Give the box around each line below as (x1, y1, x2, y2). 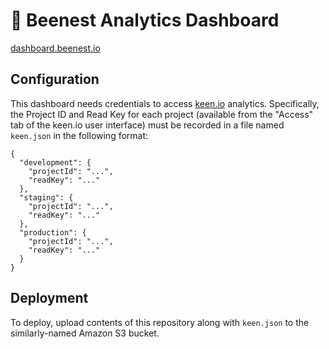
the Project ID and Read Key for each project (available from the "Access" (10, 108, 314, 120)
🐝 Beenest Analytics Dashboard (10, 9, 280, 32)
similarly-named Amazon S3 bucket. (10, 327, 160, 339)
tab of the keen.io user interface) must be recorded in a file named (10, 119, 285, 131)
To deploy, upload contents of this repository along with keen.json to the (10, 316, 310, 328)
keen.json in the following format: (10, 129, 149, 141)
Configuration (10, 71, 100, 88)
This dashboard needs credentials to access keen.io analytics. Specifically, (10, 97, 320, 109)
